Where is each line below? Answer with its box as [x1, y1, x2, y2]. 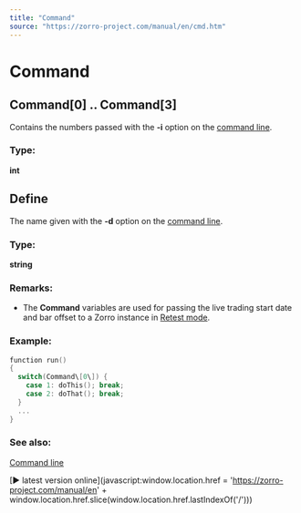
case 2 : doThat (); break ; [26, 389, 125, 398]
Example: [9, 334, 52, 347]
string [9, 259, 34, 270]
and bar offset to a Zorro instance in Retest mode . [22, 312, 211, 323]
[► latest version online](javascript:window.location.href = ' [9, 475, 234, 486]
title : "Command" [9, 13, 76, 23]
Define [9, 191, 48, 207]
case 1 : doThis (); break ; [26, 381, 125, 390]
